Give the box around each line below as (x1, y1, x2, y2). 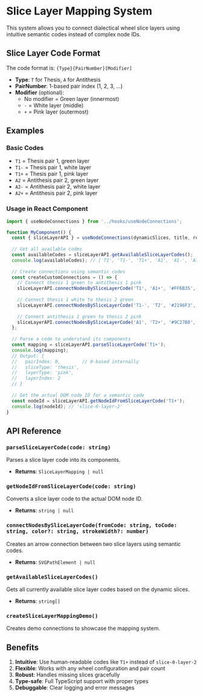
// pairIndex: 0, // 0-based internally (11, 358, 139, 365)
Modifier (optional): (14, 89, 65, 96)
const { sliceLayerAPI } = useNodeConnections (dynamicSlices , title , (11, 235, 190, 241)
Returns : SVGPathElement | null (14, 558, 95, 566)
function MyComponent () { (6, 229, 71, 235)
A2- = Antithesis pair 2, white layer (14, 183, 101, 190)
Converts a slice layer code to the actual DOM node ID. (6, 495, 143, 502)
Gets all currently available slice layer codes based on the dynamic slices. (6, 586, 190, 593)
